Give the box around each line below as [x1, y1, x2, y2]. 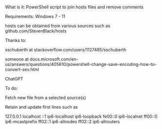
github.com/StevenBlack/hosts [5, 28, 67, 33]
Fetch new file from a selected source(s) [5, 95, 86, 100]
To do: [5, 85, 18, 91]
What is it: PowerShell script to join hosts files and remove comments [5, 4, 144, 10]
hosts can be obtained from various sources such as [5, 23, 110, 29]
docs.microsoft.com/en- [30, 56, 79, 62]
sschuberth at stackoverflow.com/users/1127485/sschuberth [5, 47, 126, 52]
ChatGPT [5, 76, 23, 81]
